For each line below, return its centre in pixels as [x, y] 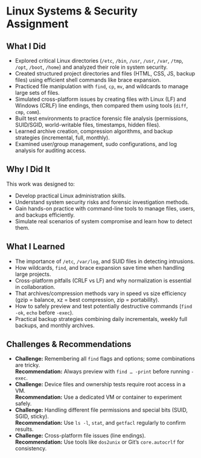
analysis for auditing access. [50, 150]
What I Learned [36, 246]
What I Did [26, 46]
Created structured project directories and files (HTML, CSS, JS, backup [105, 73]
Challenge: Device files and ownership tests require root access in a [100, 384]
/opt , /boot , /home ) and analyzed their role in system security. [91, 67]
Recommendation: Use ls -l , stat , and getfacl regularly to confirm [100, 423]
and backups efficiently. [45, 215]
